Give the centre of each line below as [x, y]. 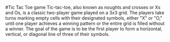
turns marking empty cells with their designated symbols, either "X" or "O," [84, 18]
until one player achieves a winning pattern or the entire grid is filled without [85, 23]
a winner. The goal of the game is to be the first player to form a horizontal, [84, 29]
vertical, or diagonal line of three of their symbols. [58, 34]
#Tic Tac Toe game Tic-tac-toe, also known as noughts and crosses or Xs [83, 7]
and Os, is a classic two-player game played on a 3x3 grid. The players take [85, 13]
